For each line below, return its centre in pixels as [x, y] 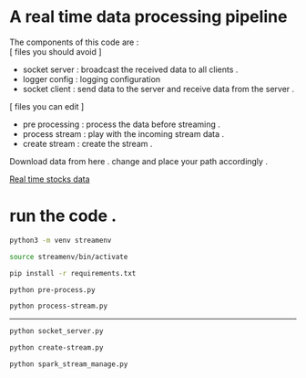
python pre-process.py [52, 289]
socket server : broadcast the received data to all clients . [130, 69]
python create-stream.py [56, 348]
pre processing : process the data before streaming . [122, 124]
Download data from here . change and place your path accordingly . [139, 161]
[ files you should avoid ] [56, 51]
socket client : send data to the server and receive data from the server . [158, 89]
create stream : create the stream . [87, 143]
